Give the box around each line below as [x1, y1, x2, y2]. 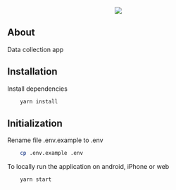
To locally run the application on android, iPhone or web [7, 163, 170, 171]
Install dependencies [7, 84, 68, 93]
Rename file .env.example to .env [7, 136, 103, 144]
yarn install [20, 98, 58, 105]
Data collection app [7, 45, 64, 53]
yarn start [20, 176, 52, 183]
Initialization [7, 117, 63, 129]
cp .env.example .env [20, 150, 83, 157]
